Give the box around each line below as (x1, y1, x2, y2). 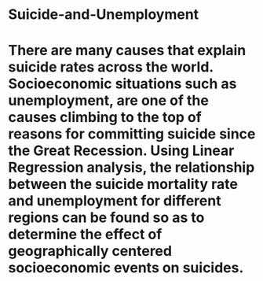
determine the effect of (8, 226, 163, 243)
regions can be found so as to (8, 209, 205, 227)
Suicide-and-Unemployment (8, 6, 199, 24)
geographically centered (8, 242, 173, 261)
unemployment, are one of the (8, 92, 210, 109)
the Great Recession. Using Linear (8, 142, 235, 160)
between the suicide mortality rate (8, 176, 238, 194)
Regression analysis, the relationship (8, 159, 255, 176)
